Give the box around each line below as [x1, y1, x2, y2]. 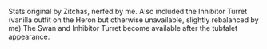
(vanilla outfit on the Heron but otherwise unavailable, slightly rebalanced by [8, 15, 259, 24]
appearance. [8, 32, 50, 41]
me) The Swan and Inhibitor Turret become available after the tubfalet [8, 24, 238, 32]
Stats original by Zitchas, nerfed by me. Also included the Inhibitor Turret [8, 7, 248, 16]
